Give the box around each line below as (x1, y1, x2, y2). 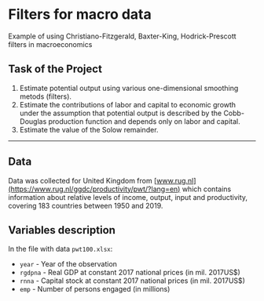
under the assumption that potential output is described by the (19, 108, 222, 118)
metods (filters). (19, 92, 72, 101)
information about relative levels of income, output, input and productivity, (8, 192, 248, 201)
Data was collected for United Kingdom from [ (8, 176, 157, 185)
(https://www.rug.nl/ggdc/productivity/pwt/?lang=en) (8, 184, 181, 194)
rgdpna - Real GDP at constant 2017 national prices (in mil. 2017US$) (19, 268, 241, 277)
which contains (181, 184, 232, 194)
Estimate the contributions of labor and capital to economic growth (19, 100, 236, 109)
